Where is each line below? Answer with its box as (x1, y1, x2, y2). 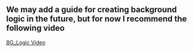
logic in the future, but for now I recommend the (6, 14, 187, 24)
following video (6, 23, 65, 33)
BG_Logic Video (6, 38, 46, 46)
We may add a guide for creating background (6, 5, 177, 15)
